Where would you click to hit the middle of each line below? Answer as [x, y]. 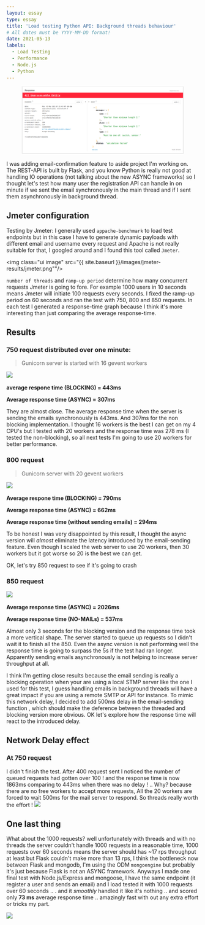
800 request [25, 460]
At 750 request [29, 758]
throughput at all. [28, 663]
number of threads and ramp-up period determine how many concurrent [97, 280]
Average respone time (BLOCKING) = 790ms [64, 498]
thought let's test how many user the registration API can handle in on [94, 183]
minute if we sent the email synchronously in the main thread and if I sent [99, 190]
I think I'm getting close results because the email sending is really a [92, 675]
